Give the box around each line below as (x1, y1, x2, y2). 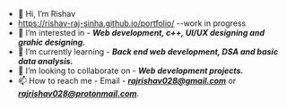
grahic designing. (17, 37, 86, 47)
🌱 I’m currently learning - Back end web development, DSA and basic (17, 46, 279, 57)
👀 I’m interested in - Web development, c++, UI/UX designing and (17, 28, 265, 37)
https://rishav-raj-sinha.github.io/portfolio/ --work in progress (17, 18, 247, 29)
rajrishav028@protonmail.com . (17, 88, 140, 98)
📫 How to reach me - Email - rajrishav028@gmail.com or (17, 76, 236, 86)
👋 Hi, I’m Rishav (17, 9, 76, 19)
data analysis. (17, 56, 74, 66)
